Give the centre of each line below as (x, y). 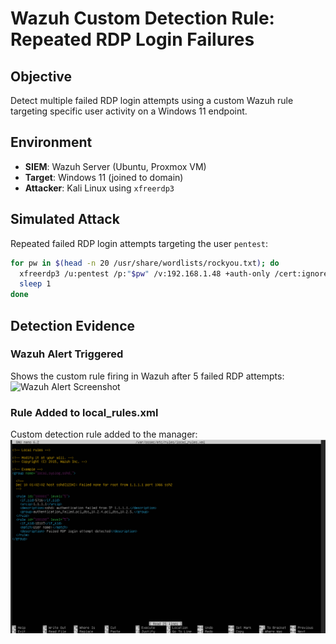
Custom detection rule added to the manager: (104, 434)
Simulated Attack (65, 219)
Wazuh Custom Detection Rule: (142, 18)
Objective (41, 76)
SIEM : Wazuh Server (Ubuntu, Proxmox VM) (115, 166)
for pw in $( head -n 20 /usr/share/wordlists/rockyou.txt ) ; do (145, 263)
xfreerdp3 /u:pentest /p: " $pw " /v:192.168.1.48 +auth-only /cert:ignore (174, 273)
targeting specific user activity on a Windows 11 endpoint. (129, 111)
